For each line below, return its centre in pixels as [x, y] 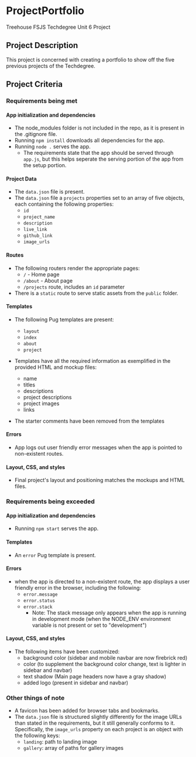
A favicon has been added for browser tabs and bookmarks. [87, 711]
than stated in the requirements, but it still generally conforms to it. [95, 723]
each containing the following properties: [64, 204]
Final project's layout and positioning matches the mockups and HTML [100, 480]
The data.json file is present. [49, 192]
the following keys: [37, 736]
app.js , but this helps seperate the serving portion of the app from [103, 159]
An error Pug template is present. [55, 555]
